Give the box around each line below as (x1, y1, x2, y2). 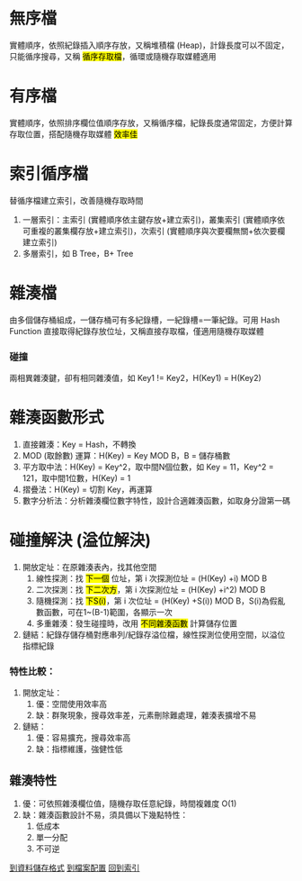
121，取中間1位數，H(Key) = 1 (22, 472, 131, 483)
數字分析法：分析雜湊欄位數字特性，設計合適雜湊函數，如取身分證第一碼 (22, 495, 290, 505)
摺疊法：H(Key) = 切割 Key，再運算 (22, 484, 153, 495)
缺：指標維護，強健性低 (35, 744, 123, 755)
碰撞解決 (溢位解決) (9, 531, 151, 550)
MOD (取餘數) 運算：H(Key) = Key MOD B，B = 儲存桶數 (22, 450, 231, 460)
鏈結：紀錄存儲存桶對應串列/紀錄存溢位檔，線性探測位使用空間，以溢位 (22, 629, 286, 640)
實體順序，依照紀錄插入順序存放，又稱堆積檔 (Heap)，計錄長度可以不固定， (9, 40, 289, 50)
